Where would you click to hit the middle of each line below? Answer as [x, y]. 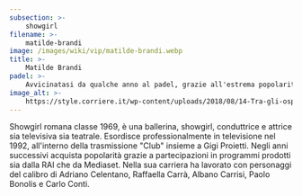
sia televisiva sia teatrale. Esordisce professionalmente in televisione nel [142, 137]
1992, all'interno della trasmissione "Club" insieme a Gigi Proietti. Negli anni [149, 146]
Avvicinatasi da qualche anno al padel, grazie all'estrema [140, 85]
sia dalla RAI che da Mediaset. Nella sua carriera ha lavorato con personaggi [151, 165]
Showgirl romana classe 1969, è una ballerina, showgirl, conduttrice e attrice [151, 127]
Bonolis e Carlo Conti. [49, 184]
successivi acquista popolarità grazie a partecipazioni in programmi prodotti [150, 156]
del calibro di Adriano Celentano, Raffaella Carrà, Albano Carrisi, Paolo [140, 174]
